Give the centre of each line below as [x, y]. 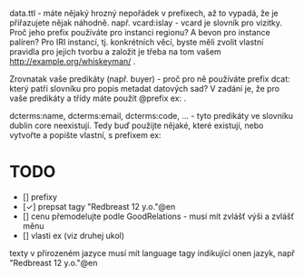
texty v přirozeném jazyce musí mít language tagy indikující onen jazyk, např [152, 252]
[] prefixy [39, 197]
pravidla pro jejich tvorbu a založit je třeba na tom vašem [116, 52]
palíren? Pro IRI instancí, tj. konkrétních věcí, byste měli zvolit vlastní [137, 42]
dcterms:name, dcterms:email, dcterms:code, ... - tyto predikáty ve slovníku [151, 116]
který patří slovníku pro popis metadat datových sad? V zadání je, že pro [144, 89]
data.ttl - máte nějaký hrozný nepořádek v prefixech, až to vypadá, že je [144, 13]
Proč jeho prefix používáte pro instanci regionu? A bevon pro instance [140, 32]
